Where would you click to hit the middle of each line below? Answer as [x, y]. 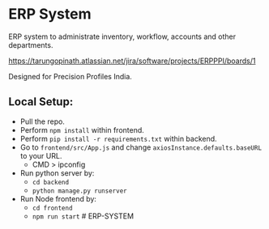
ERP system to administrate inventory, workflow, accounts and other [122, 36]
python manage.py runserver [79, 191]
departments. [31, 45]
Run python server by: [57, 173]
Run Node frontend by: [58, 198]
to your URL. [41, 155]
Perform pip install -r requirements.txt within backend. [118, 138]
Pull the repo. [42, 121]
